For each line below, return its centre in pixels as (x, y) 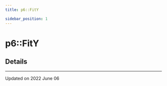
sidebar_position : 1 (27, 19)
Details (16, 62)
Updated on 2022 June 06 (32, 78)
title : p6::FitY (22, 10)
